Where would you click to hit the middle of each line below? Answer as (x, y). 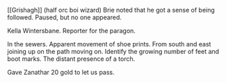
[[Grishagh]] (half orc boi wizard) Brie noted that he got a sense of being (111, 10)
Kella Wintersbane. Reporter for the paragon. (71, 31)
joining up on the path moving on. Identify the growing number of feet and (113, 52)
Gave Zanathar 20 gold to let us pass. (61, 72)
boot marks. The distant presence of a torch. (71, 59)
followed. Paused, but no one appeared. (64, 17)
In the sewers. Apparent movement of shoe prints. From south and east (109, 44)
